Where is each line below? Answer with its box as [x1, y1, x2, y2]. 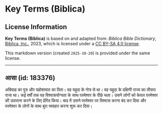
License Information [5, 23, 67, 31]
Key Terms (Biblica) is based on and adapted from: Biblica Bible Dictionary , [5, 35, 157, 41]
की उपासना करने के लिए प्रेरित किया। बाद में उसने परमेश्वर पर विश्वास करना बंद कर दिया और [5, 98, 147, 103]
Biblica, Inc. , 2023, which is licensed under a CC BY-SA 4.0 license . [5, 41, 140, 47]
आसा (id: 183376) [5, 74, 56, 82]
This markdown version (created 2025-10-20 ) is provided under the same [5, 50, 150, 56]
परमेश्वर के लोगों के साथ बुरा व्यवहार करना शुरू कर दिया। [5, 103, 93, 109]
